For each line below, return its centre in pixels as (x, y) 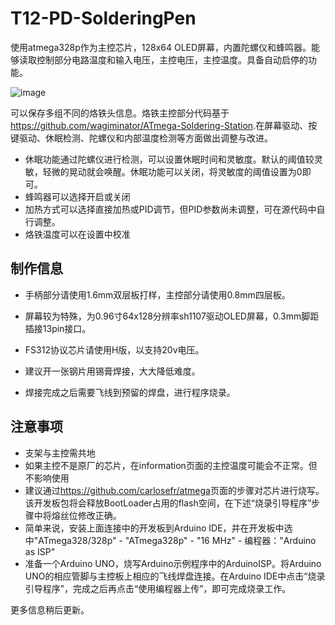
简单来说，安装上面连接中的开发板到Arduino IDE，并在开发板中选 (158, 528)
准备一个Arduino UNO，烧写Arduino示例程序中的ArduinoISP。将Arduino (173, 563)
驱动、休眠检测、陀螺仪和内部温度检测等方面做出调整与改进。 (145, 138)
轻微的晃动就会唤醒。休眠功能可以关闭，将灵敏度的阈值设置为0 (172, 171)
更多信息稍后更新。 (50, 609)
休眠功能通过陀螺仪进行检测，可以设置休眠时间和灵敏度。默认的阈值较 (169, 159)
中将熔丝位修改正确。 (77, 515)
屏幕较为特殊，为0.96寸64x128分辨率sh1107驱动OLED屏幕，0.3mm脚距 (172, 316)
